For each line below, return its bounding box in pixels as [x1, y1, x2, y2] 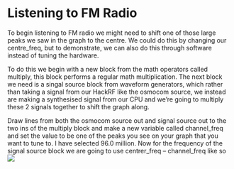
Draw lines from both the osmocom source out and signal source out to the [7, 116, 227, 125]
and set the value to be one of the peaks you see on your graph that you [7, 131, 218, 140]
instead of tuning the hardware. [7, 51, 99, 60]
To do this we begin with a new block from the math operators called [7, 65, 208, 73]
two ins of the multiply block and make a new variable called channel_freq [7, 124, 223, 132]
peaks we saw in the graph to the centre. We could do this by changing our [7, 36, 227, 44]
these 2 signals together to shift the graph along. [7, 102, 150, 111]
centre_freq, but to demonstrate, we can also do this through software [7, 43, 213, 52]
